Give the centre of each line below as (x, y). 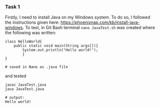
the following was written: (31, 33)
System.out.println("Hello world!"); (60, 50)
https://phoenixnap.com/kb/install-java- (100, 22)
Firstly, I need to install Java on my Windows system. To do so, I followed (78, 17)
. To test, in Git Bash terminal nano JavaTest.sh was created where (89, 28)
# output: (15, 98)
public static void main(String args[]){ (56, 46)
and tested (16, 76)
